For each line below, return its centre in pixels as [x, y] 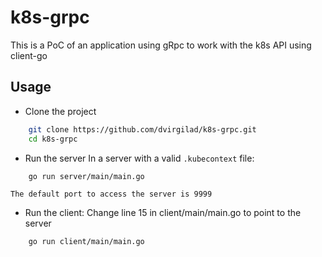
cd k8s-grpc [53, 139]
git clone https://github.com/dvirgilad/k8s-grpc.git [142, 129]
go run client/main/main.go [86, 242]
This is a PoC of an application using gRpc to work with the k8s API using [161, 45]
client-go [29, 55]
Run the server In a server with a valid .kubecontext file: [139, 158]
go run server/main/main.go [86, 176]
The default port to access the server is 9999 [111, 194]
